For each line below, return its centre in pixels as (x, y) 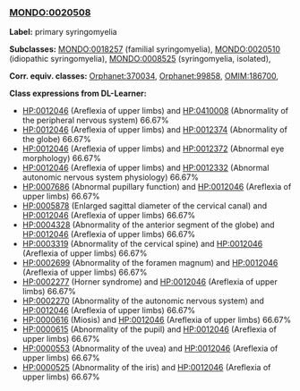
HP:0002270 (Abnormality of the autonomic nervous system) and (143, 301)
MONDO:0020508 (50, 13)
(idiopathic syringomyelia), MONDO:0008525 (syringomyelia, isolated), (140, 59)
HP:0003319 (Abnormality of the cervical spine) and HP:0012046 (142, 244)
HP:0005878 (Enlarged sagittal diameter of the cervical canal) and (144, 206)
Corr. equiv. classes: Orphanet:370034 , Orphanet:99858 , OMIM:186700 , (144, 76)
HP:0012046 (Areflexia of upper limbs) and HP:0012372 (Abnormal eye (153, 149)
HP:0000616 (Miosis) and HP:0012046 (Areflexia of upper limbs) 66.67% (157, 320)
